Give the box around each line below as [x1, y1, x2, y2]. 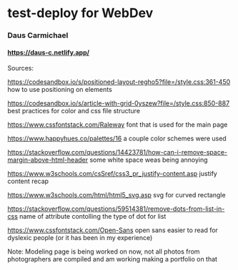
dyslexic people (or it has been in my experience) [7, 234, 153, 242]
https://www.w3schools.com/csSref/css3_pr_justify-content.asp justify [7, 170, 218, 178]
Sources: [7, 64, 34, 73]
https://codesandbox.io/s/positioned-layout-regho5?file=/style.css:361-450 [7, 78, 231, 86]
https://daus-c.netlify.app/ [7, 48, 90, 56]
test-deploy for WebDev [7, 5, 154, 21]
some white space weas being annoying [89, 155, 209, 165]
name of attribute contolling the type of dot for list [19, 212, 167, 221]
